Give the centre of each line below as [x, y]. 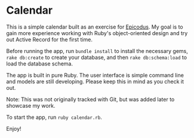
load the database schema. [40, 64]
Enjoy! [14, 128]
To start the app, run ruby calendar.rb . [54, 117]
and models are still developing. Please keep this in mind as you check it [95, 81]
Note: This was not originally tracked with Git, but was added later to [90, 99]
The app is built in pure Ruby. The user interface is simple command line [95, 75]
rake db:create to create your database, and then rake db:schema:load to [96, 57]
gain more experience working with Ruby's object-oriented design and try [97, 33]
